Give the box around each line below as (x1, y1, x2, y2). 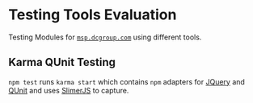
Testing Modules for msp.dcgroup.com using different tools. (8, 32, 202, 42)
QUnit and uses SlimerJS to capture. (8, 85, 129, 95)
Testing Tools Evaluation (8, 6, 177, 24)
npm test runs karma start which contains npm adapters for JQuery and (8, 76, 245, 86)
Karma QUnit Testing (8, 56, 116, 69)
